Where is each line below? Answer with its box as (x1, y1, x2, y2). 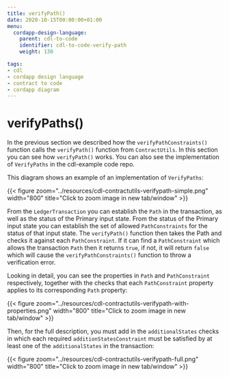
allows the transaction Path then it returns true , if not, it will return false (7, 244, 210, 252)
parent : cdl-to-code (19, 36, 78, 42)
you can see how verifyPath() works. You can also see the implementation (7, 153, 220, 161)
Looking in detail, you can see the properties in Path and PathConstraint (7, 271, 210, 280)
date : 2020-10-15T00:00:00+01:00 (7, 16, 103, 23)
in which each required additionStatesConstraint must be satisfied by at (7, 335, 213, 343)
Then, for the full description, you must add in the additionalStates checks (7, 327, 219, 336)
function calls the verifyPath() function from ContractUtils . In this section (7, 145, 219, 154)
